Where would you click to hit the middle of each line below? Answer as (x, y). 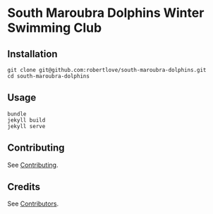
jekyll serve (26, 126)
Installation (32, 54)
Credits (24, 187)
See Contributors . (33, 204)
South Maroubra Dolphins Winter (106, 13)
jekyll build (26, 120)
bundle (17, 114)
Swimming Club (55, 28)
